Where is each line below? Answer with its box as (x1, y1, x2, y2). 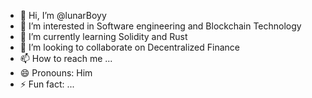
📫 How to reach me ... (19, 53, 113, 64)
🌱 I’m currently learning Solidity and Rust (19, 31, 188, 42)
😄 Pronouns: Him (19, 67, 93, 79)
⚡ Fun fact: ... (19, 78, 75, 90)
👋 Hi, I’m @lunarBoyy (19, 10, 107, 21)
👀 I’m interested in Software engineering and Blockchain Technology (19, 20, 302, 32)
